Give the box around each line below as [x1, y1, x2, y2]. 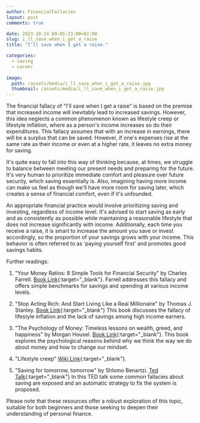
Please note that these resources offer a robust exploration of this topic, [6, 397, 183, 404]
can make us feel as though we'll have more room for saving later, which [6, 184, 184, 191]
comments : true [6, 20, 44, 26]
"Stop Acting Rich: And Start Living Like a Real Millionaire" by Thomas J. [14, 300, 193, 308]
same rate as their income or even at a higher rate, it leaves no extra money [6, 141, 192, 148]
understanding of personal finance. [6, 410, 93, 418]
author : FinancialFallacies [6, 8, 76, 15]
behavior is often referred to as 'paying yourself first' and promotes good [6, 240, 186, 247]
